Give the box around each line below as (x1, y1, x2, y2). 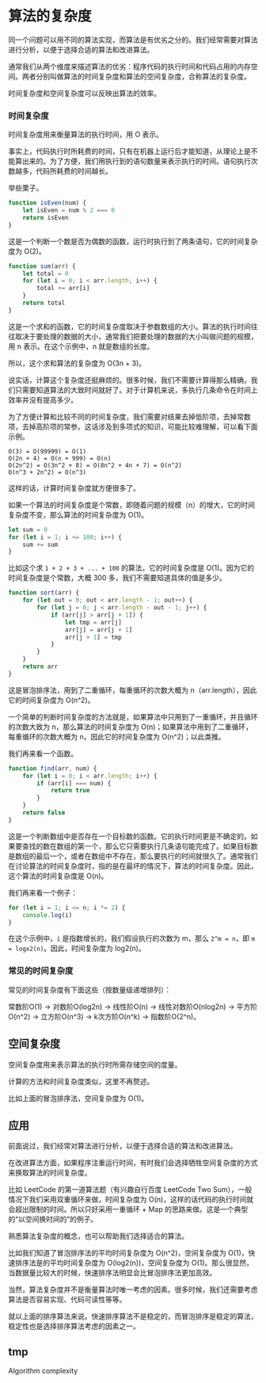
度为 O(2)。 (8, 246, 46, 256)
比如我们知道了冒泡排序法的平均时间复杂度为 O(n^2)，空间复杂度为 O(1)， (8, 1248, 249, 1258)
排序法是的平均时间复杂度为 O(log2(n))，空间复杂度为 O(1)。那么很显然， (14, 1258, 253, 1268)
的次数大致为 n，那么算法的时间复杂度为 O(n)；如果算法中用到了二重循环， (8, 722, 253, 732)
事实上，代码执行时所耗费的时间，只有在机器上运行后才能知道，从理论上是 (8, 147, 251, 156)
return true (50, 786, 90, 795)
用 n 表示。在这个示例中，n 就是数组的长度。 (8, 342, 154, 351)
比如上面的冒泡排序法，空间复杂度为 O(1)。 (8, 1093, 149, 1102)
